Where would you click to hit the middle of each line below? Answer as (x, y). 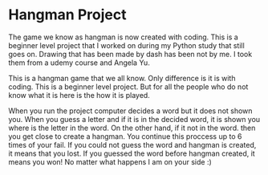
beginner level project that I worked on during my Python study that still (126, 45)
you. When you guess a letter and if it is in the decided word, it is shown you (134, 119)
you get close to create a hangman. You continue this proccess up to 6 (125, 136)
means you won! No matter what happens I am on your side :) (110, 161)
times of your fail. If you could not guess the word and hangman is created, (132, 144)
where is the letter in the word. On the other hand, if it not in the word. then (132, 128)
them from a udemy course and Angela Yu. (79, 63)
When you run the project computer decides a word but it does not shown (130, 111)
